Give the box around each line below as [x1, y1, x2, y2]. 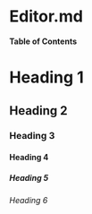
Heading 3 [9, 130, 55, 142]
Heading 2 [9, 103, 69, 118]
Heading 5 [9, 172, 49, 183]
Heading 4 [9, 152, 49, 163]
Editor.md [9, 6, 83, 27]
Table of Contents [9, 36, 78, 47]
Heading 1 [9, 67, 85, 88]
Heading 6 [9, 195, 48, 205]
